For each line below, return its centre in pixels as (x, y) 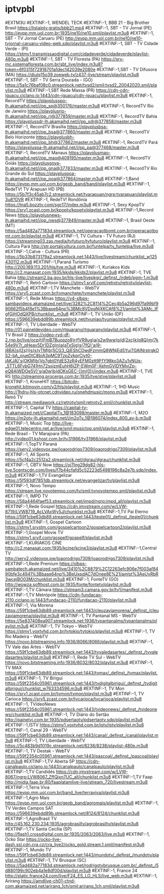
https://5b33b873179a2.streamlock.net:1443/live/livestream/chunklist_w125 (81, 257)
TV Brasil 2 (16, 334)
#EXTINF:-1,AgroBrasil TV (31, 818)
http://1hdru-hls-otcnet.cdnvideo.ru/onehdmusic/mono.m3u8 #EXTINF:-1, (79, 392)
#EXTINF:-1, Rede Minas (30, 298)
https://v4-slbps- (72, 298)
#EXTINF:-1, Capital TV (28, 407)
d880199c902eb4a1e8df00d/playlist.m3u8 (48, 870)
